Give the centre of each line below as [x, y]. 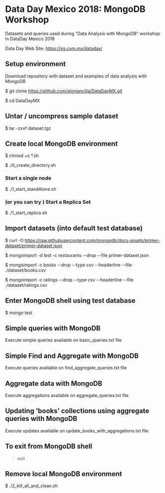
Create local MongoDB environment [61, 143]
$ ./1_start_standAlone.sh [31, 189]
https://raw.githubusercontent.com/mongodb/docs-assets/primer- [92, 240]
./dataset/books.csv [26, 270]
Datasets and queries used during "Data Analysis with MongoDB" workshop [82, 33]
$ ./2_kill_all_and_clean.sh [31, 486]
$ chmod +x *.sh [22, 156]
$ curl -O [14, 240]
